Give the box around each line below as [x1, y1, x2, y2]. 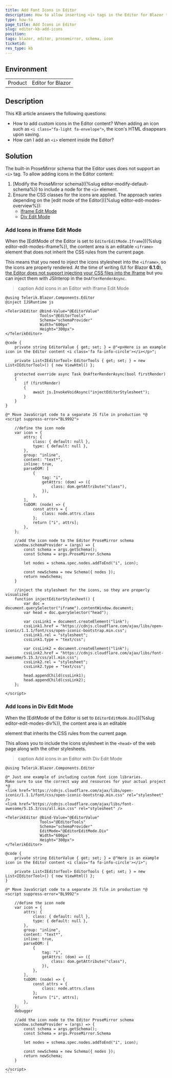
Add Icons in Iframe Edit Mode [5, 226, 82, 233]
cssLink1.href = [24, 624, 58, 629]
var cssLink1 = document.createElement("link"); [24, 619, 130, 625]
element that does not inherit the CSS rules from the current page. [5, 249, 145, 255]
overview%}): [12, 203, 42, 209]
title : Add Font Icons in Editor [5, 7, 77, 13]
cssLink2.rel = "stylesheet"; [24, 660, 88, 665]
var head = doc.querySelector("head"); [24, 610, 109, 615]
